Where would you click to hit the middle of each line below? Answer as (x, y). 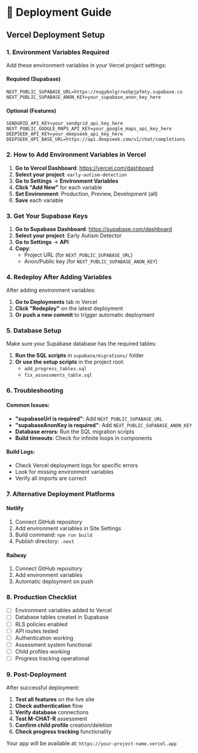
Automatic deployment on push (54, 581)
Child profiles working (43, 651)
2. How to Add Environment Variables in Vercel (76, 155)
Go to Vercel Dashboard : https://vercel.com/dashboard (84, 168)
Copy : (23, 248)
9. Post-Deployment (36, 674)
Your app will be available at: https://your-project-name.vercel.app (91, 743)
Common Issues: (28, 405)
